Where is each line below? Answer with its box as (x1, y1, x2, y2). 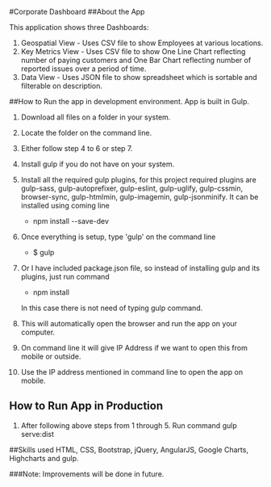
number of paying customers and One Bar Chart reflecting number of (20, 56, 252, 65)
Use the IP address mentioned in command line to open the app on (20, 367, 244, 376)
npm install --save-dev (32, 216, 110, 225)
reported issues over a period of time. (20, 64, 147, 73)
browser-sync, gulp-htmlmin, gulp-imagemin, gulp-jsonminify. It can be (20, 192, 259, 201)
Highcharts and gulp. (9, 453, 79, 463)
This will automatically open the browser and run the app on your (20, 319, 237, 328)
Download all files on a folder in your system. (20, 112, 171, 122)
